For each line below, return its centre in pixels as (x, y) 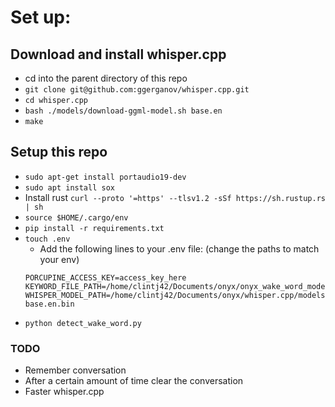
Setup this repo (59, 152)
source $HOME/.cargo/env (76, 217)
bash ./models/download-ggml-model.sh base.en (123, 111)
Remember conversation (75, 370)
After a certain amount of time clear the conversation (134, 381)
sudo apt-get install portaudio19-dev (105, 177)
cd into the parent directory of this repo (106, 78)
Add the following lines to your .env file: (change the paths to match (179, 248)
